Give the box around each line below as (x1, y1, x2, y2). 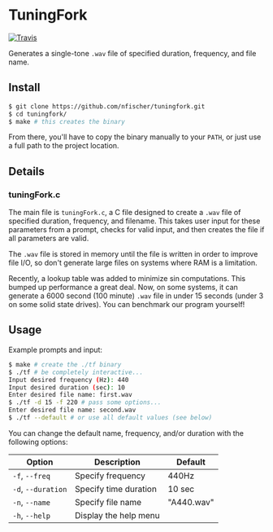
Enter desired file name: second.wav (8, 406, 136, 415)
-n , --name (12, 496, 51, 508)
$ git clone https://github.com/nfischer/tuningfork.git (8, 102, 206, 111)
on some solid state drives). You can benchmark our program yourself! (8, 300, 245, 310)
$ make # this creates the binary (8, 117, 126, 125)
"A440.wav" (167, 496, 214, 508)
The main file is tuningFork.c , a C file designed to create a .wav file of (8, 208, 241, 218)
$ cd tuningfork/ (8, 110, 67, 118)
